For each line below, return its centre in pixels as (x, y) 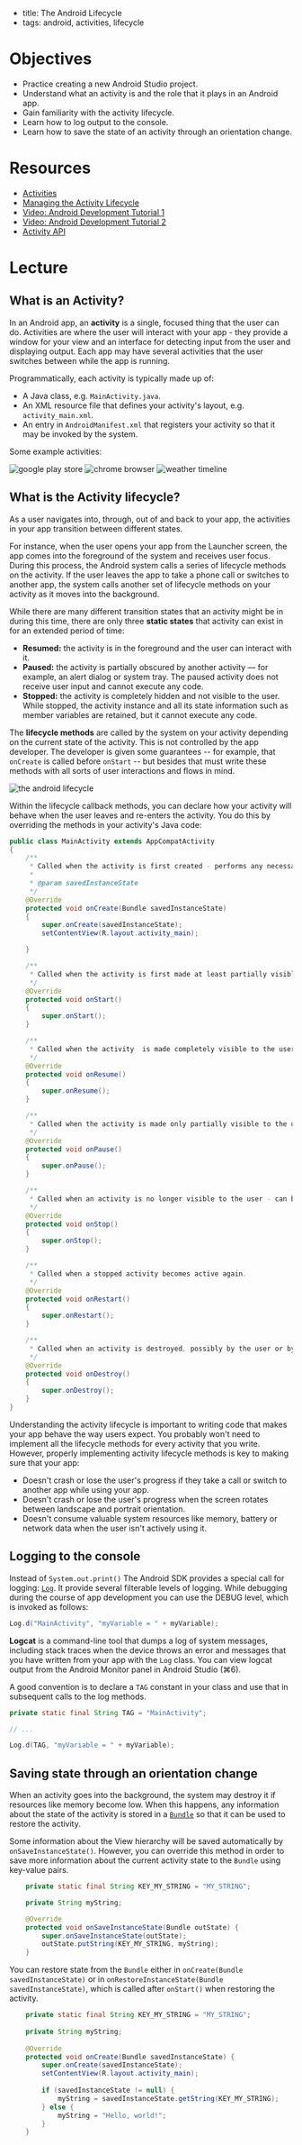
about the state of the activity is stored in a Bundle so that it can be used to (147, 1814)
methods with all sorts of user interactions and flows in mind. (122, 770)
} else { (58, 2107)
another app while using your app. (86, 1489)
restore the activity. (45, 1824)
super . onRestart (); (78, 1316)
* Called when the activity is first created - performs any (146, 867)
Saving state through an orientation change (133, 1773)
